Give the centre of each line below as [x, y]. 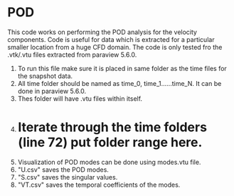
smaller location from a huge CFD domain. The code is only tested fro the [115, 47]
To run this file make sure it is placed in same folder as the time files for [122, 68]
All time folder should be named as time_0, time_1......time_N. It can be [119, 83]
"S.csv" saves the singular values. [68, 177]
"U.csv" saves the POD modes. [63, 169]
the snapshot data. [45, 76]
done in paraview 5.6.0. [52, 91]
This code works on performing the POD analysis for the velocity [102, 32]
